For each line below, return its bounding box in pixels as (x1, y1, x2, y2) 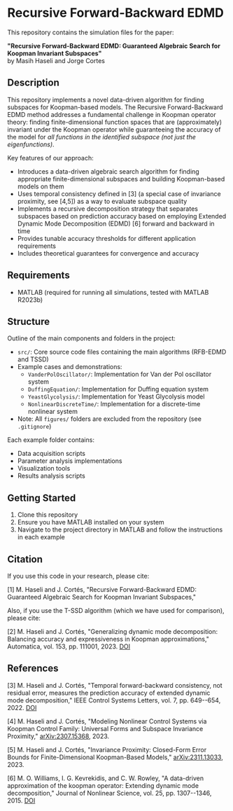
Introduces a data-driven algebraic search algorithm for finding (17, 167, 199, 176)
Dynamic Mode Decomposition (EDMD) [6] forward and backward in (17, 219, 215, 228)
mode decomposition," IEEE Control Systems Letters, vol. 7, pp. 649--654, (7, 695, 221, 705)
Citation (7, 553, 43, 565)
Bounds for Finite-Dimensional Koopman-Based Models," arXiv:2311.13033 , (7, 753, 224, 761)
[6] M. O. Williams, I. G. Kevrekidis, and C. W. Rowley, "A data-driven (7, 774, 204, 782)
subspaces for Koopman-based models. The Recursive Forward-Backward (7, 103, 223, 111)
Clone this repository (17, 511, 78, 519)
